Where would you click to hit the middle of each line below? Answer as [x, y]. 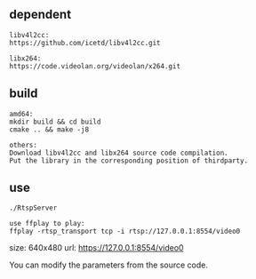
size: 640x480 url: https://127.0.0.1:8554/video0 [96, 248]
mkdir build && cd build [55, 122]
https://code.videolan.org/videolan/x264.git [95, 66]
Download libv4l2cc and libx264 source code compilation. [119, 153]
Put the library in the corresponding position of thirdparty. [129, 160]
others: [24, 145]
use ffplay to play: [48, 224]
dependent [40, 15]
